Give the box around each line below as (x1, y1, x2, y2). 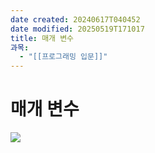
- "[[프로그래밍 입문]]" (19, 52, 108, 62)
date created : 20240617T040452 (10, 14, 141, 25)
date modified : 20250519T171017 (10, 24, 145, 34)
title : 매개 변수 (10, 33, 75, 43)
